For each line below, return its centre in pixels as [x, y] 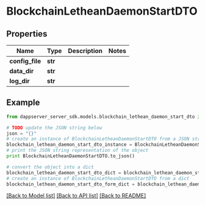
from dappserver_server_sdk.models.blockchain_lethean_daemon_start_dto [101, 117]
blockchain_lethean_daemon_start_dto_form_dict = [71, 184]
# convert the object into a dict [50, 167]
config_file [25, 61]
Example [23, 103]
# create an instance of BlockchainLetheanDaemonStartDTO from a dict [98, 178]
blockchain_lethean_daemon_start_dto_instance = [69, 145]
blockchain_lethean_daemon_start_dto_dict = [64, 173]
